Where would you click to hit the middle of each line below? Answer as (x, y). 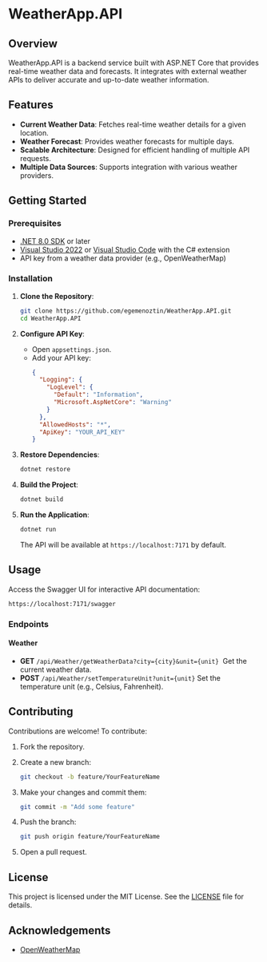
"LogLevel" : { (70, 387)
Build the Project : (49, 485)
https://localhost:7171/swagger (62, 604)
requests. (36, 158)
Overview (33, 44)
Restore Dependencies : (60, 455)
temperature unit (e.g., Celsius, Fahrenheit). (92, 686)
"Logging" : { (60, 380)
